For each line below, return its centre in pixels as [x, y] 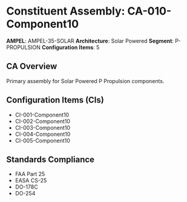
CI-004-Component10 [43, 134]
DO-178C [26, 187]
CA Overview [32, 66]
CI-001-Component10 [42, 115]
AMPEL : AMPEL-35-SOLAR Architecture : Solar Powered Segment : [90, 41]
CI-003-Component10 [43, 127]
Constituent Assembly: [66, 11]
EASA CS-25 [31, 181]
